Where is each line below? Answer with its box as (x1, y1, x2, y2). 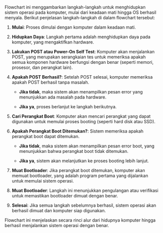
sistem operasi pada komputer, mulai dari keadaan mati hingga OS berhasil (4, 9, 157, 15)
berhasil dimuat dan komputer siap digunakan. (11, 208, 106, 213)
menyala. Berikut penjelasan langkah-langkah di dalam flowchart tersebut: (4, 15, 156, 20)
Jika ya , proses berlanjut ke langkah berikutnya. (19, 104, 117, 109)
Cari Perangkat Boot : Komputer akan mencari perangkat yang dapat (11, 113, 151, 119)
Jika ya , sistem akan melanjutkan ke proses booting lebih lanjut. (19, 158, 149, 164)
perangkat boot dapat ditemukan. (11, 134, 80, 139)
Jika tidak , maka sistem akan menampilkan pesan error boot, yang (19, 143, 155, 149)
